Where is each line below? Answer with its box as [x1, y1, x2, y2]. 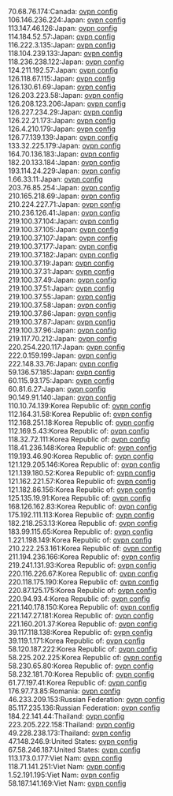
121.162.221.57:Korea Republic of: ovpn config [8, 477, 156, 486]
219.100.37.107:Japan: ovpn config [8, 233, 118, 242]
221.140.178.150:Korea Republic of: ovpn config [8, 603, 160, 611]
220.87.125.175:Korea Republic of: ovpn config [8, 586, 157, 595]
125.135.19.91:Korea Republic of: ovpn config [8, 494, 152, 502]
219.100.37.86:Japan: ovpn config [8, 309, 116, 318]
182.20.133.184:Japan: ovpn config [8, 158, 120, 167]
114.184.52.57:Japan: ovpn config [8, 32, 116, 41]
